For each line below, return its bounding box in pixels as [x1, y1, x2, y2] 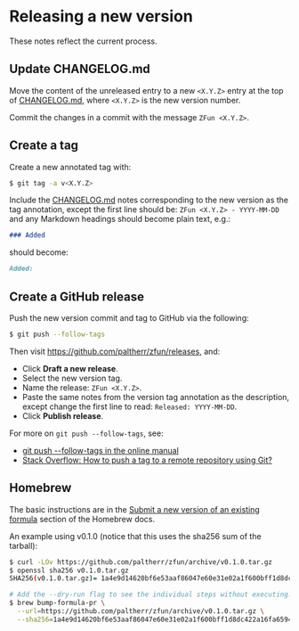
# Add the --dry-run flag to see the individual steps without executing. [9, 590, 293, 599]
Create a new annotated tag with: [9, 161, 132, 172]
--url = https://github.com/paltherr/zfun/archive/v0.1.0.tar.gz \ [17, 607, 265, 616]
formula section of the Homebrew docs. [9, 513, 156, 524]
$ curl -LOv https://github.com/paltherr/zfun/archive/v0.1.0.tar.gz [9, 557, 273, 567]
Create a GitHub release [9, 289, 145, 304]
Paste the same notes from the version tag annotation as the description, [21, 391, 290, 402]
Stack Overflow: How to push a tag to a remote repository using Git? [21, 455, 273, 465]
